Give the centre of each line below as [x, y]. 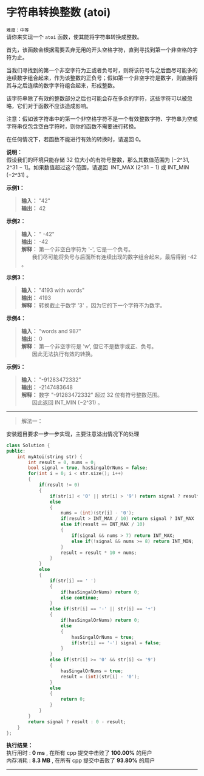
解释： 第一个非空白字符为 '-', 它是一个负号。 [77, 249]
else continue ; [80, 598]
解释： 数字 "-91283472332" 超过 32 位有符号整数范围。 [92, 394]
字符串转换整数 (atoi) [59, 12]
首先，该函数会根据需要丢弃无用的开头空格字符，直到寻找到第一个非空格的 [99, 50]
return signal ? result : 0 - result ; [77, 722]
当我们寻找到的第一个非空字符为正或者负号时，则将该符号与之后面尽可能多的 [102, 70]
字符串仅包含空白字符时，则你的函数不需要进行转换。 [73, 126]
